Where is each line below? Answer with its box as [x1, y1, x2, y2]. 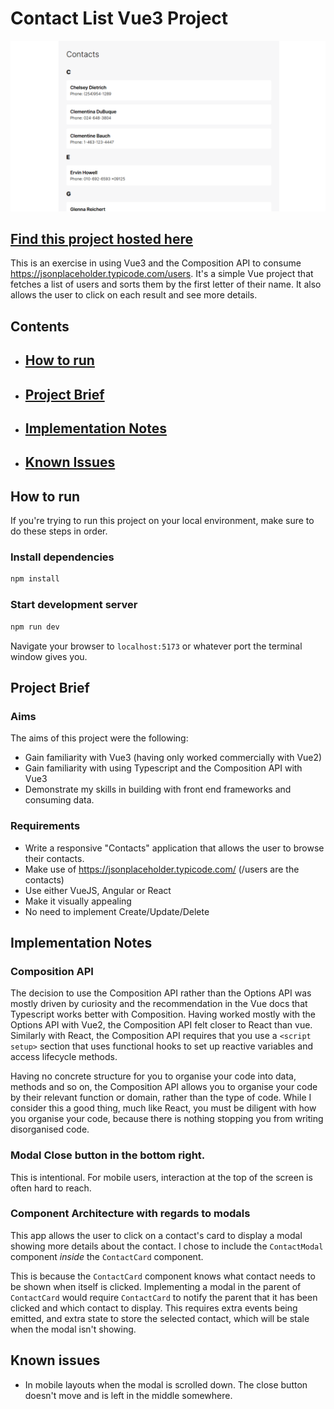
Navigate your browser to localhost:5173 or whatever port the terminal [10, 640, 303, 652]
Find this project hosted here [10, 231, 193, 247]
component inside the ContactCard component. [10, 1250, 204, 1262]
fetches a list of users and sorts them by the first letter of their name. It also [10, 278, 322, 291]
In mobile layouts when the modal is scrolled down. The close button [24, 1378, 308, 1391]
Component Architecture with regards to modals [10, 1207, 251, 1221]
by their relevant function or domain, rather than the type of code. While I [10, 1092, 312, 1104]
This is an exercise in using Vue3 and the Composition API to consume [10, 257, 302, 269]
